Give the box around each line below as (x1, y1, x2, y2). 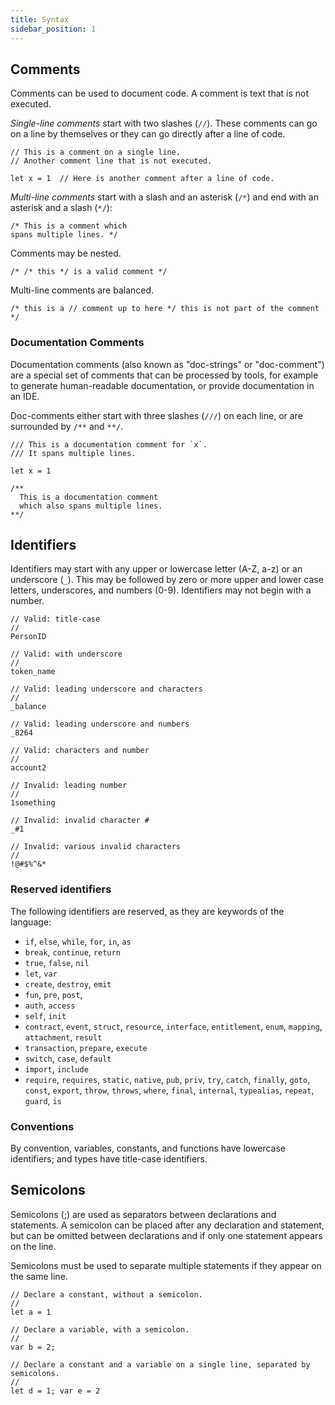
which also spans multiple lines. (19, 501, 163, 511)
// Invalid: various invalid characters (10, 842, 182, 852)
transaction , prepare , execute (24, 1041, 148, 1053)
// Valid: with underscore (10, 649, 123, 660)
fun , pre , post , (24, 988, 83, 1000)
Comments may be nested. (10, 247, 122, 260)
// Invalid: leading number (10, 781, 128, 791)
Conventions (10, 1119, 75, 1133)
